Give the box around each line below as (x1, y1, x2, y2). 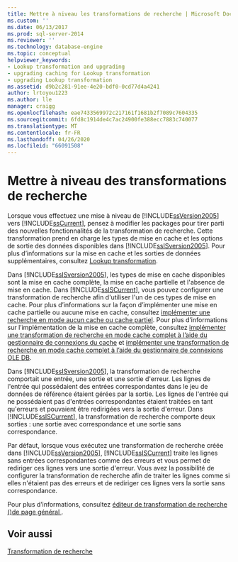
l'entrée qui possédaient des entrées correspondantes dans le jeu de (7, 382, 208, 391)
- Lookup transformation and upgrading (7, 63, 125, 70)
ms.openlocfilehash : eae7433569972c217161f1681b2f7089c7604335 (7, 109, 198, 116)
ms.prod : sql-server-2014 (7, 30, 84, 38)
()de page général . (7, 508, 64, 517)
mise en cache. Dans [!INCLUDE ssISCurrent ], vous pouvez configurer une (7, 285, 224, 294)
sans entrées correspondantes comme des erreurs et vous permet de (7, 456, 210, 465)
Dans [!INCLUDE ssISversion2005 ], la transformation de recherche (7, 367, 200, 376)
